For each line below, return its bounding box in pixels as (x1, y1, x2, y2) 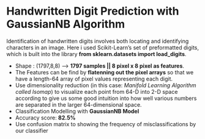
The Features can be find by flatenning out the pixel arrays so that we (15, 68, 194, 76)
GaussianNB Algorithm (6, 17, 125, 31)
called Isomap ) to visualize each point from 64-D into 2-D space (15, 88, 178, 95)
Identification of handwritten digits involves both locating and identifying (6, 37, 189, 45)
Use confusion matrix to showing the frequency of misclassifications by (15, 120, 196, 127)
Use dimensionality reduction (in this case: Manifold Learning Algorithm (15, 81, 197, 89)
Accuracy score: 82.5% (15, 114, 76, 121)
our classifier (15, 127, 49, 134)
